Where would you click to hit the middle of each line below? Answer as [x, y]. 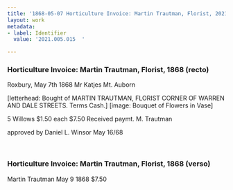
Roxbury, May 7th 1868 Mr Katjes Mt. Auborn [71, 85]
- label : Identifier [37, 33]
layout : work [26, 20]
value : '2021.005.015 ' [49, 40]
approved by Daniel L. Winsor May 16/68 [65, 132]
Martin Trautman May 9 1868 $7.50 [57, 179]
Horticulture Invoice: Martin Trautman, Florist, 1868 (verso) [109, 164]
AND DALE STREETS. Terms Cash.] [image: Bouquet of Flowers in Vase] [110, 105]
